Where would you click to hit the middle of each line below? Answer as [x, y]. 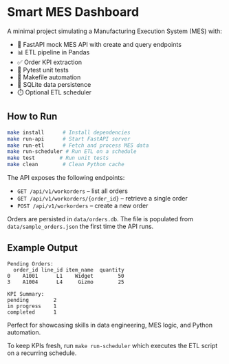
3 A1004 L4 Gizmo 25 [66, 282]
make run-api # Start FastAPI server [69, 139]
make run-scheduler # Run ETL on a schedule [72, 152]
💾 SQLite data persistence [54, 84]
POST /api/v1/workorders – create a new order [83, 205]
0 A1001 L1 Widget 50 [66, 276]
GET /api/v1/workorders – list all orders [73, 191]
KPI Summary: [26, 294]
